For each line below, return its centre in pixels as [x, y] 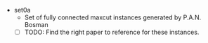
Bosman [36, 25]
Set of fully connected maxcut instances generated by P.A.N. [113, 17]
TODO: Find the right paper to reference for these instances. [112, 32]
